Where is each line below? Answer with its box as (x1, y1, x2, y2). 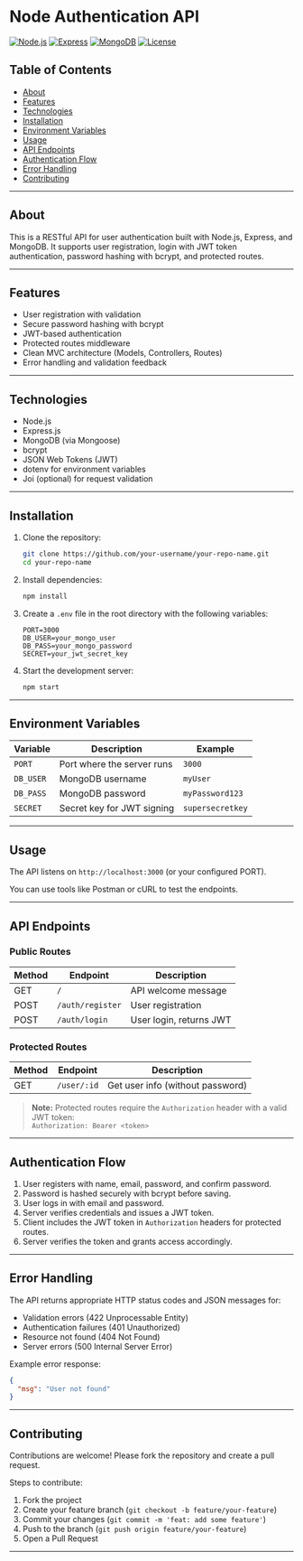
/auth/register (57, 1000, 122, 1010)
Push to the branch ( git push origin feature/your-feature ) (22, 1524, 247, 1535)
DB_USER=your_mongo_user (22, 633, 116, 642)
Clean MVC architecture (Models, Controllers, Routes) (22, 348, 223, 359)
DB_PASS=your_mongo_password (22, 641, 133, 650)
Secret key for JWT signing (59, 802, 175, 815)
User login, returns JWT (130, 1014, 232, 1026)
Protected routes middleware (22, 338, 131, 349)
